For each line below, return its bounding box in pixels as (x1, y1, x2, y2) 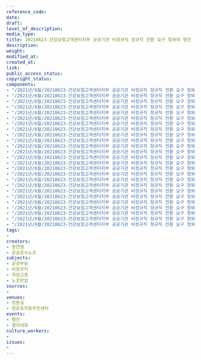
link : (6, 64, 20, 71)
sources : (6, 283, 28, 289)
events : (6, 311, 26, 317)
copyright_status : (6, 76, 52, 82)
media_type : (6, 31, 36, 37)
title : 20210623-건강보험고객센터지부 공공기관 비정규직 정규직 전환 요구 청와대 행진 (6, 37, 191, 43)
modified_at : (6, 54, 39, 60)
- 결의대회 (6, 322, 29, 328)
